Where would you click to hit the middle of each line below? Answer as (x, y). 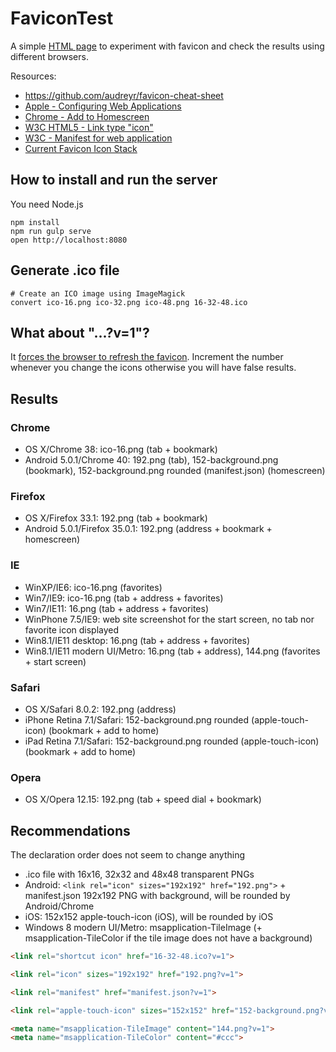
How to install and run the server (114, 180)
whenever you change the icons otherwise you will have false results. (153, 368)
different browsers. (49, 56)
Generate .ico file (65, 270)
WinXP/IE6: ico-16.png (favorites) (93, 587)
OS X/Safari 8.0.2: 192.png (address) (100, 709)
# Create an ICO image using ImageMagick (98, 293)
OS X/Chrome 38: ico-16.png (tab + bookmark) (121, 449)
